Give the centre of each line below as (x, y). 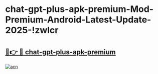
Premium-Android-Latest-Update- (78, 20)
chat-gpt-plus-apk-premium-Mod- (80, 9)
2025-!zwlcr (32, 30)
